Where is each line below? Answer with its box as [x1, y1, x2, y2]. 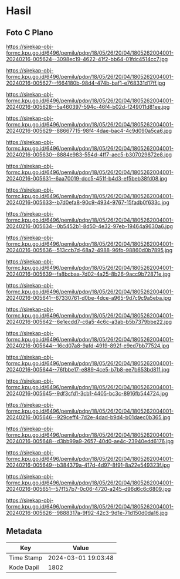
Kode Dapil [9, 563, 39, 571]
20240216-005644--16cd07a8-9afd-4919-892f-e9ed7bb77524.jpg [6, 342, 169, 349]
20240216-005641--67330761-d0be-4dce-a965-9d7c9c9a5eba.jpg [6, 294, 171, 301]
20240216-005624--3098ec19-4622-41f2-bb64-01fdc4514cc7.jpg [6, 56, 168, 62]
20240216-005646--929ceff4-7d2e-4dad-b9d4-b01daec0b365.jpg [6, 414, 171, 421]
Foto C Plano [6, 28, 53, 38]
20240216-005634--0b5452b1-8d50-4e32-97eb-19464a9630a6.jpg [6, 223, 173, 230]
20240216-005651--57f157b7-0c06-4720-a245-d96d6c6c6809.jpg [6, 486, 171, 492]
